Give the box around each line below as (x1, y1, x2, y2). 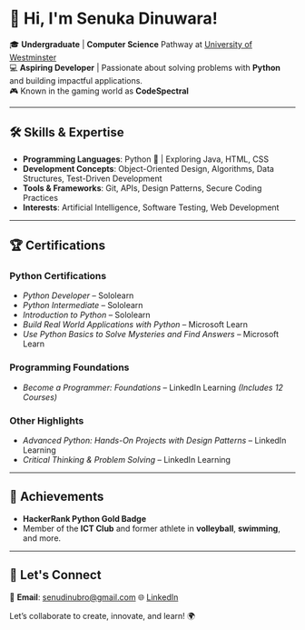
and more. (22, 532, 62, 544)
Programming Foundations (9, 361, 130, 374)
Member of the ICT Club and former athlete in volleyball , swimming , (22, 523, 281, 534)
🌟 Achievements (9, 489, 104, 505)
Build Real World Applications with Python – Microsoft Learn (22, 319, 248, 330)
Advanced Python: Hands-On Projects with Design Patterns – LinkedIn (22, 435, 287, 446)
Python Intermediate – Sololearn (22, 300, 143, 311)
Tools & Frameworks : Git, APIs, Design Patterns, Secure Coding (22, 182, 262, 194)
